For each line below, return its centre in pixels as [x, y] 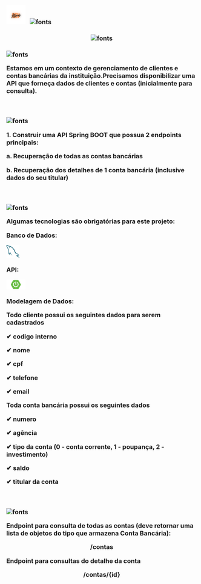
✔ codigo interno [32, 337]
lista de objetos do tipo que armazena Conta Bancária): [89, 533]
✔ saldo [18, 468]
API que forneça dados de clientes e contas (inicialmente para [99, 84]
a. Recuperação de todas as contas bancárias [75, 156]
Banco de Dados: [32, 235]
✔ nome [18, 350]
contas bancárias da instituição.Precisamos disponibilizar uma [101, 76]
